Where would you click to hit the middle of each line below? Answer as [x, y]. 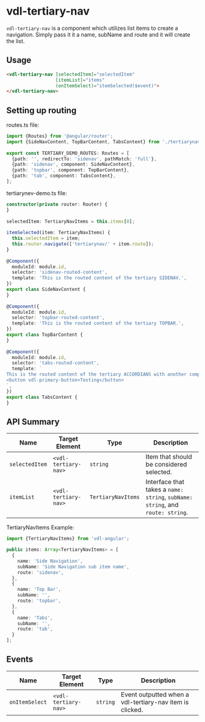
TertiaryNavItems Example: [40, 527]
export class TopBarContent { [45, 335]
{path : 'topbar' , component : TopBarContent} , [71, 170]
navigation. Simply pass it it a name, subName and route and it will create [98, 34]
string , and [162, 505]
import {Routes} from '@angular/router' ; [60, 136]
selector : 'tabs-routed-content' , [56, 363]
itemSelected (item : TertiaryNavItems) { [59, 233]
